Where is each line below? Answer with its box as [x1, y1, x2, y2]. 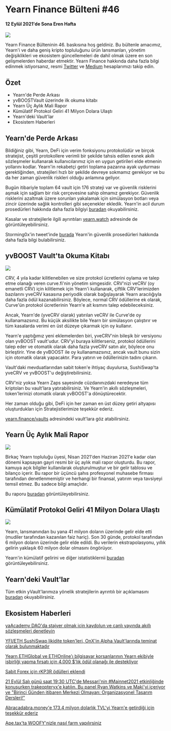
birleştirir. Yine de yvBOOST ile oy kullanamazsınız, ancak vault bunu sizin [5, 349, 160, 355]
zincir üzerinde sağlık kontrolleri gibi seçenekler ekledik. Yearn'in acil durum [5, 201, 165, 207]
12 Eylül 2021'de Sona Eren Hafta [5, 20, 76, 27]
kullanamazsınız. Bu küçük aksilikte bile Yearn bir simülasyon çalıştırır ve [5, 317, 157, 323]
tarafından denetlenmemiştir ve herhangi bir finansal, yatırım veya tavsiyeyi [5, 475, 163, 482]
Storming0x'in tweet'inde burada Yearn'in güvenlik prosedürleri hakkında [5, 232, 159, 238]
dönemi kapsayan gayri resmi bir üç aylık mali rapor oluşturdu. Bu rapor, [5, 459, 156, 465]
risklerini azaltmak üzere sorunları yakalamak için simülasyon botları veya [5, 195, 159, 201]
